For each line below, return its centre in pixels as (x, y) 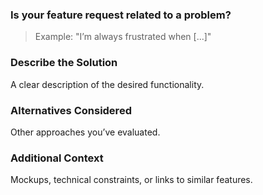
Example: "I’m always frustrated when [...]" (123, 37)
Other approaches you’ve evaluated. (85, 132)
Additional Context (57, 158)
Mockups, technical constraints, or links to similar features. (131, 180)
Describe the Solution (64, 63)
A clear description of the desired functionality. (107, 84)
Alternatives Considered (71, 110)
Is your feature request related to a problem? (121, 15)
